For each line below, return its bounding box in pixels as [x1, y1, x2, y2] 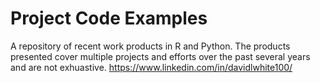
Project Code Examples [10, 7, 208, 30]
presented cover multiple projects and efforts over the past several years [10, 50, 311, 62]
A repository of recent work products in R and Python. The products [10, 40, 291, 52]
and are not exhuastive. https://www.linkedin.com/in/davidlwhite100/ [10, 61, 293, 73]
